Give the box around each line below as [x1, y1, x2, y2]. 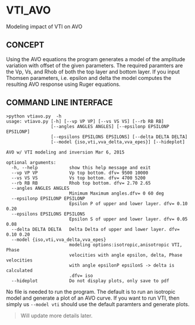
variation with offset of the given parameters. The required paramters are [6, 62, 183, 69]
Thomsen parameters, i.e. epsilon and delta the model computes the [6, 74, 172, 81]
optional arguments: [6, 159, 57, 165]
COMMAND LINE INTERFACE [6, 98, 113, 108]
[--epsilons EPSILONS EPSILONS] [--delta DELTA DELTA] [51, 133, 188, 140]
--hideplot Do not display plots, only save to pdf [11, 277, 169, 284]
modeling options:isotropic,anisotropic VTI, [69, 242, 183, 247]
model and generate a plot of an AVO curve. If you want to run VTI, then [6, 294, 180, 301]
